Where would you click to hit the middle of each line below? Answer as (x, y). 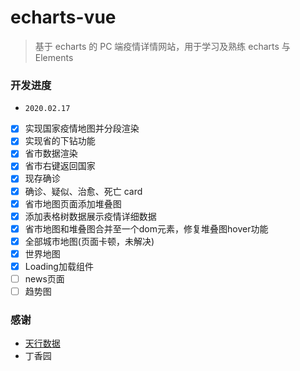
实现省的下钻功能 (60, 141)
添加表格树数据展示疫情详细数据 (90, 216)
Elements (54, 57)
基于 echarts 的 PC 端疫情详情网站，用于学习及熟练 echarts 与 (162, 46)
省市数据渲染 (51, 153)
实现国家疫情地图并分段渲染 (82, 128)
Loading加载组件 (59, 266)
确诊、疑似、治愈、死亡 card (83, 191)
